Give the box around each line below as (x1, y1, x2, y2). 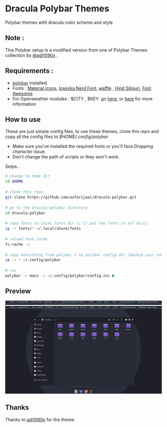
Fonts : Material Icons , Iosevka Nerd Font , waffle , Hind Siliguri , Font (12, 85, 152, 91)
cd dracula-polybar (5, 211, 46, 215)
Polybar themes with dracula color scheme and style (5, 19, 113, 25)
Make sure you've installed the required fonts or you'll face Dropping (12, 143, 153, 149)
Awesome (12, 90, 33, 96)
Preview (5, 287, 31, 295)
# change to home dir (5, 174, 50, 179)
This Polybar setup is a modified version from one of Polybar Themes (5, 47, 148, 53)
